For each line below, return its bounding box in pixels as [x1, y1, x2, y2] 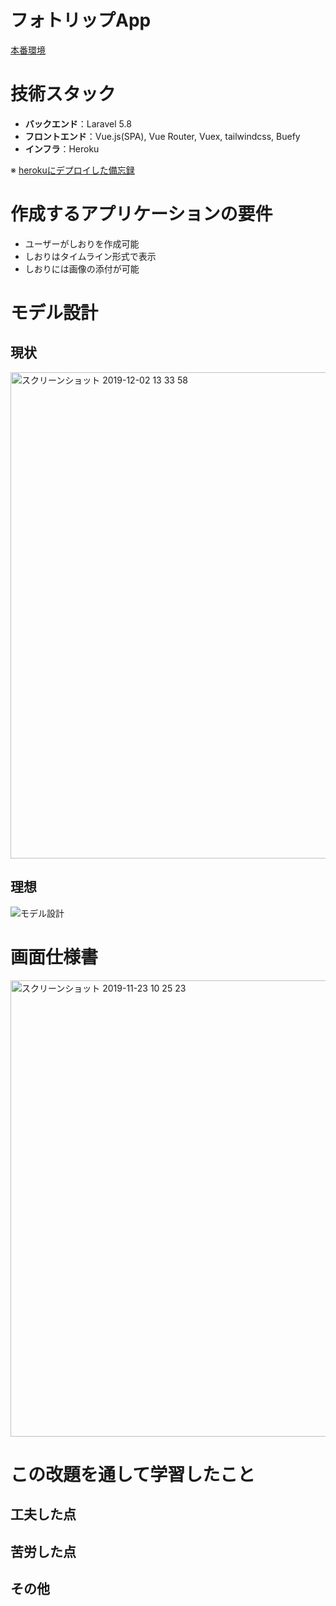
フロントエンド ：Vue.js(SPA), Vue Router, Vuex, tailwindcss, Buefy [24, 130, 301, 142]
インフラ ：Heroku [24, 142, 100, 155]
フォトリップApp [10, 9, 152, 32]
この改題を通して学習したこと [10, 1463, 256, 1486]
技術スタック [10, 83, 117, 106]
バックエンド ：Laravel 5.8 [24, 117, 132, 130]
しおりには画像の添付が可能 [24, 262, 140, 275]
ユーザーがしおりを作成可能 [24, 237, 140, 250]
